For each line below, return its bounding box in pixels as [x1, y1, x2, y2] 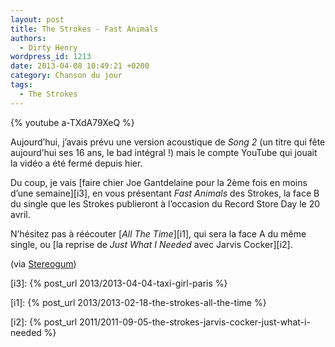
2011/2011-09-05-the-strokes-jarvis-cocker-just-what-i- [79, 316, 311, 328]
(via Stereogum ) [10, 257, 77, 270]
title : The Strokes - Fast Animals [10, 24, 159, 34]
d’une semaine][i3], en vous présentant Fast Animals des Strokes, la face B [10, 187, 320, 199]
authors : [10, 33, 47, 43]
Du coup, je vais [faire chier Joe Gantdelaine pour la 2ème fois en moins [10, 176, 308, 188]
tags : [10, 80, 33, 90]
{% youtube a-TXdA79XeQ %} [10, 116, 135, 128]
